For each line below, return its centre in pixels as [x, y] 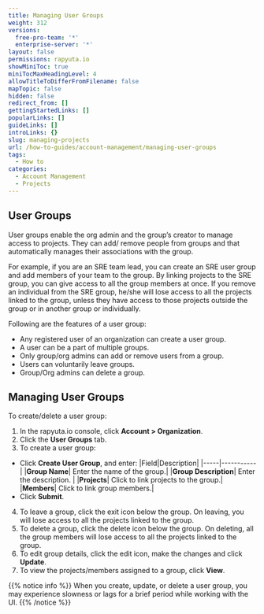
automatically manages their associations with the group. [101, 251]
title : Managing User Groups [56, 15]
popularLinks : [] [37, 118]
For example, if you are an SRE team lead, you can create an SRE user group [132, 266]
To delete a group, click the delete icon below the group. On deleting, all [136, 529]
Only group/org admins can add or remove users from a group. [122, 356]
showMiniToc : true [38, 67]
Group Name [48, 472]
